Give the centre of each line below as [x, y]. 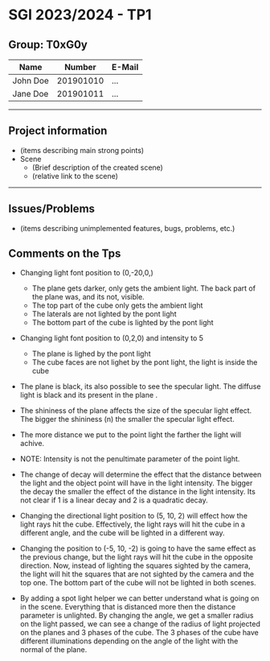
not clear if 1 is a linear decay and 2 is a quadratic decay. [114, 500]
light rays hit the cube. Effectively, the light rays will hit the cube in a [132, 524]
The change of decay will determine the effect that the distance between [141, 475]
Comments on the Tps [65, 254]
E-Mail [125, 67]
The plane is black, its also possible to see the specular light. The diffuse [140, 386]
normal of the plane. [53, 650]
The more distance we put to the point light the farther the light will [131, 435]
